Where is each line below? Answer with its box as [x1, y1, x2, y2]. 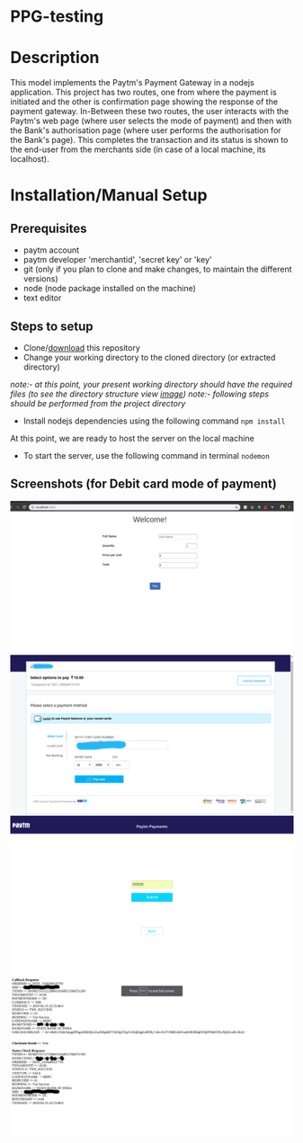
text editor [22, 292, 62, 303]
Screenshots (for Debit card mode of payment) [10, 477, 277, 492]
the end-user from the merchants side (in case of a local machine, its [10, 144, 266, 155]
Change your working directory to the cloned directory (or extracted [22, 352, 276, 362]
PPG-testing [10, 6, 104, 27]
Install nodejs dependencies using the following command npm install [22, 415, 286, 426]
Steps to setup [10, 318, 94, 334]
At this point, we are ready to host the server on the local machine [10, 433, 254, 443]
